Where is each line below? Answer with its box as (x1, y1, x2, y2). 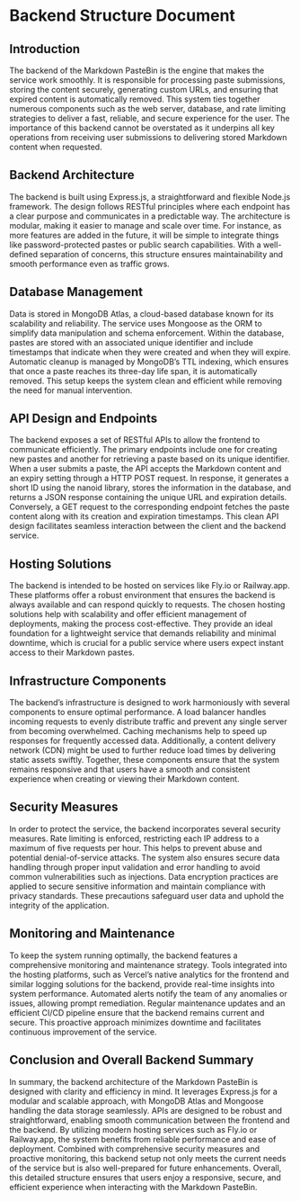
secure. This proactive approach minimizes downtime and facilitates (9, 1017, 262, 1027)
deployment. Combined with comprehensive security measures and (9, 1143, 260, 1154)
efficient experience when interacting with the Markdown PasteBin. (9, 1181, 258, 1192)
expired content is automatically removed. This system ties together (9, 94, 260, 104)
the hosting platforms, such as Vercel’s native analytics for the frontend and (9, 969, 289, 980)
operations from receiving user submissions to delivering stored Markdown (9, 132, 287, 142)
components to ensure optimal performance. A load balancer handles (9, 707, 267, 718)
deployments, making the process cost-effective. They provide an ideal (9, 618, 274, 630)
